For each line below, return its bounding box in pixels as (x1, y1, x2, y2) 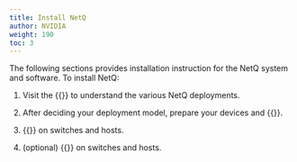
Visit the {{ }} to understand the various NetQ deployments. (22, 90, 240, 101)
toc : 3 (9, 38, 34, 48)
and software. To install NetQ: (9, 73, 120, 84)
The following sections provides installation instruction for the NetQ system (9, 63, 289, 74)
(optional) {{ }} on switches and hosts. (22, 142, 162, 153)
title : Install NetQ (9, 13, 87, 22)
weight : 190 (9, 30, 54, 39)
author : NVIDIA (9, 22, 67, 31)
